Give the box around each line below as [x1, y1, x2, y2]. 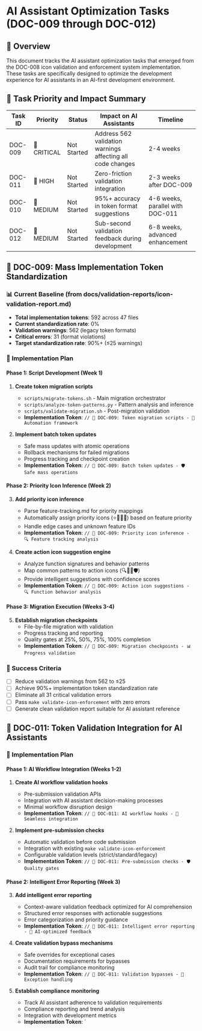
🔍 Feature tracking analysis [23, 536, 99, 542]
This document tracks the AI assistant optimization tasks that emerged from [6, 57, 194, 64]
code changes [94, 159, 135, 168]
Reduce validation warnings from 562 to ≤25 [14, 677, 126, 685]
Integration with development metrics [23, 1012, 117, 1019]
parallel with [148, 201, 183, 210]
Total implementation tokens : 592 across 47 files [14, 314, 139, 321]
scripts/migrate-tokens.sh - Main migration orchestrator [23, 394, 167, 402]
